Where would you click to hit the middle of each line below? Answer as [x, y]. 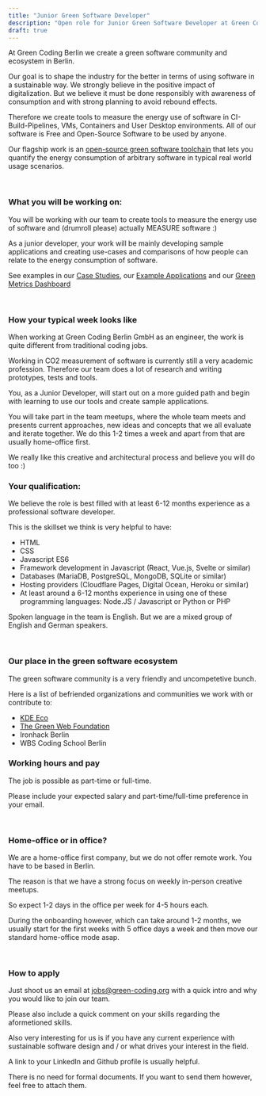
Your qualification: [45, 486]
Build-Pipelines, [34, 126]
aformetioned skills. [40, 1022]
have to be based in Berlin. [52, 866]
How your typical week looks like [72, 319]
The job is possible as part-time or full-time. [80, 781]
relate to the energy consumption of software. [83, 260]
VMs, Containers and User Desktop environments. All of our [158, 126]
